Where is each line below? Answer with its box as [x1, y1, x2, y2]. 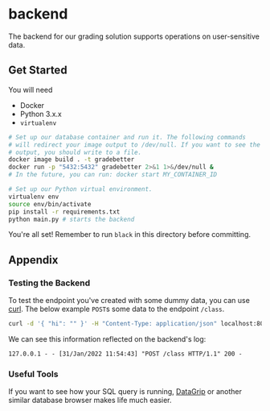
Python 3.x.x [19, 109, 62, 118]
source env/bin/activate [8, 200, 92, 208]
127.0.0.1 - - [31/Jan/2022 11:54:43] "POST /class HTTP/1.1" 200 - [8, 350, 243, 358]
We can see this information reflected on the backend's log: [8, 334, 207, 343]
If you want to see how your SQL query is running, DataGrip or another [8, 387, 243, 396]
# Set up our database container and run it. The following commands [8, 133, 247, 141]
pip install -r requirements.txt [8, 207, 121, 216]
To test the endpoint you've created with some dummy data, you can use [8, 296, 251, 305]
